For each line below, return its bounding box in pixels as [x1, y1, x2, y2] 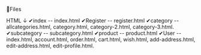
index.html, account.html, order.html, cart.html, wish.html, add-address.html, [6, 36, 196, 43]
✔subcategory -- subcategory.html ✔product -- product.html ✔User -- [6, 30, 182, 37]
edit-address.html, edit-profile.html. [6, 42, 94, 49]
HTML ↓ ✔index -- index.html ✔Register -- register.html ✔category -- [6, 17, 179, 24]
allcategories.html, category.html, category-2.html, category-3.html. [6, 24, 174, 30]
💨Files [6, 6, 22, 12]
